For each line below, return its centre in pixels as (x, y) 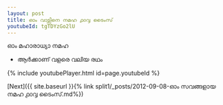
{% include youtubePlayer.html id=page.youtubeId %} (84, 73)
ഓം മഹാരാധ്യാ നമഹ (38, 46)
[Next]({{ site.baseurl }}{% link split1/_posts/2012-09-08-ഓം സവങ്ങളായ (111, 86)
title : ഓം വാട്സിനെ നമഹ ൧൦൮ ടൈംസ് (60, 20)
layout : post (26, 13)
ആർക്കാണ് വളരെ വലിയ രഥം (60, 60)
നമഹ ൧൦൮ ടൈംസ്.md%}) (45, 94)
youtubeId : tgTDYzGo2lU (41, 26)
